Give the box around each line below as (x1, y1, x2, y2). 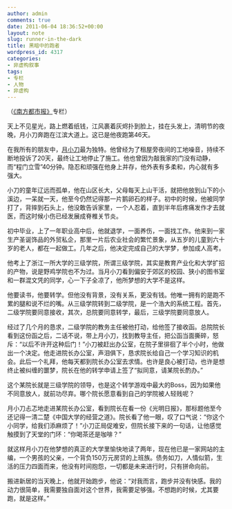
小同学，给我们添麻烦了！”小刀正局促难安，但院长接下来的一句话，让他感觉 (7, 422, 222, 430)
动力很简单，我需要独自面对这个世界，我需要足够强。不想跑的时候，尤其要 (7, 485, 219, 494)
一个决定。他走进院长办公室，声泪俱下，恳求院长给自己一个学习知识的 (12, 349, 213, 357)
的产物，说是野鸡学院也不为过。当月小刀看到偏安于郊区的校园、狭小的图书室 (7, 267, 225, 276)
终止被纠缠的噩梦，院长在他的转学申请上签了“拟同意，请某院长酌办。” (7, 366, 204, 375)
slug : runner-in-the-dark (7, 36, 81, 43)
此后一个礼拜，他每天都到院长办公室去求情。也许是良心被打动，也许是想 (19, 357, 225, 366)
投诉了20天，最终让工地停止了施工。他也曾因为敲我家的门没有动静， (19, 154, 215, 163)
